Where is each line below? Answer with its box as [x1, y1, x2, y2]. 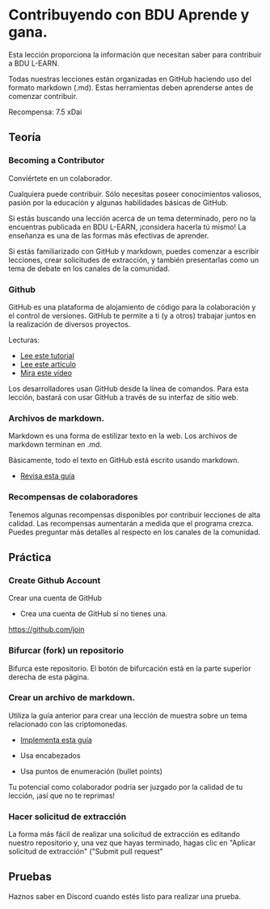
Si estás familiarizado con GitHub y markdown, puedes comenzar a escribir [8, 246, 259, 256]
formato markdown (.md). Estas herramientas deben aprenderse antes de [8, 83, 254, 92]
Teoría [8, 131, 42, 144]
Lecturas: [8, 335, 40, 345]
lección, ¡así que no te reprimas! [8, 791, 116, 800]
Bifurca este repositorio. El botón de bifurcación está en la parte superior [8, 663, 251, 673]
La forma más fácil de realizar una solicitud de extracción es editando [8, 830, 241, 839]
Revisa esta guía [19, 471, 75, 481]
